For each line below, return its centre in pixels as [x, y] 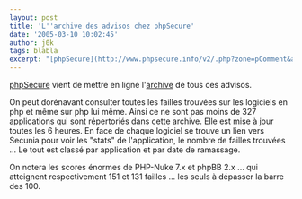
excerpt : [26, 59]
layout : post [34, 17]
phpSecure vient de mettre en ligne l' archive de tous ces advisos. [131, 85]
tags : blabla [34, 51]
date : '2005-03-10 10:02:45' [64, 34]
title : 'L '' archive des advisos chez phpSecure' [102, 26]
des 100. [25, 186]
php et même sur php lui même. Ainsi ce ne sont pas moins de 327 [133, 112]
